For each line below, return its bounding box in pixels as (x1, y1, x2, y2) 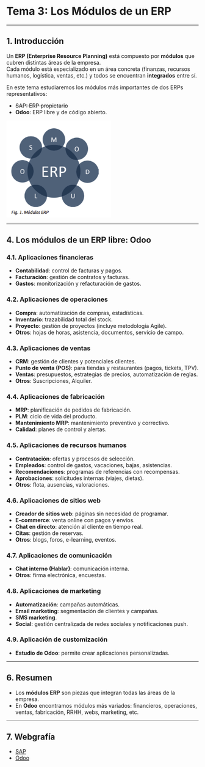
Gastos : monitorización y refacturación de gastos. (15, 280, 142, 288)
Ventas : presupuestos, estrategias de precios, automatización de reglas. (15, 371, 198, 378)
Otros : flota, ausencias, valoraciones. (15, 481, 110, 488)
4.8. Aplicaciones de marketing (6, 587, 101, 595)
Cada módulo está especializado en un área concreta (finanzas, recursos (6, 65, 190, 73)
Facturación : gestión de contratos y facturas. (15, 274, 130, 281)
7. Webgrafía (6, 732, 56, 743)
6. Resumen (6, 673, 52, 683)
